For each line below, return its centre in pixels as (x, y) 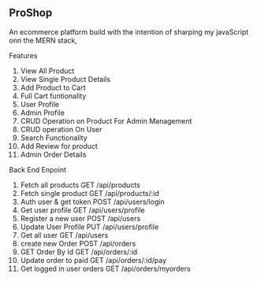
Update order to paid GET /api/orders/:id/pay (93, 260)
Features (23, 55)
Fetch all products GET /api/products (80, 185)
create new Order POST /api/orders (78, 243)
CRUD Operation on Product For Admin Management (106, 120)
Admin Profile (43, 113)
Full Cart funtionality (53, 96)
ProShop (31, 13)
